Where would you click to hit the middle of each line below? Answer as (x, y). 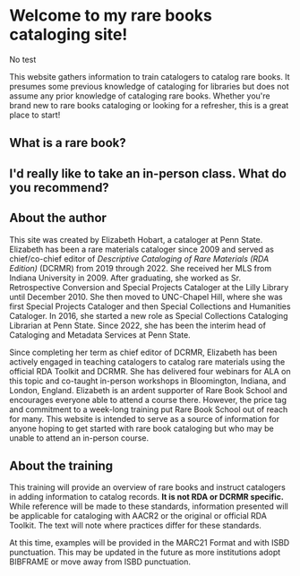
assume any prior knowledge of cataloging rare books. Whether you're (140, 96)
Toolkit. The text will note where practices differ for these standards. (136, 526)
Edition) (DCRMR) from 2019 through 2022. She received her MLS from (140, 268)
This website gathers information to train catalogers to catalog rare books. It (150, 76)
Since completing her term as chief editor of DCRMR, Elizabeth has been (143, 352)
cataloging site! (69, 34)
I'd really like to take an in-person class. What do (148, 173)
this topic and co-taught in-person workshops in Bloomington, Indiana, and (148, 381)
